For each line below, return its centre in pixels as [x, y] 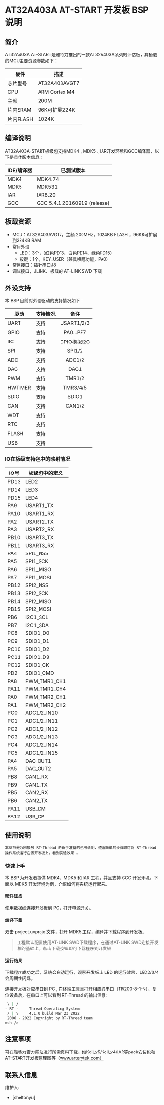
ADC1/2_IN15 [41, 753]
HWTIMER [19, 388]
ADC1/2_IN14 [41, 745]
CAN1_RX [37, 777]
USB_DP [35, 816]
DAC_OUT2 [38, 768]
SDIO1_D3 [37, 657]
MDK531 [47, 187]
